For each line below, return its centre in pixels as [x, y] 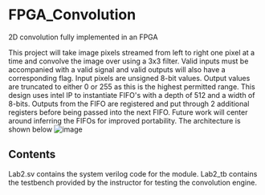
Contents [32, 154]
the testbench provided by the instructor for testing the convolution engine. [132, 182]
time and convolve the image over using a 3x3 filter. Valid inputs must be [128, 61]
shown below [31, 129]
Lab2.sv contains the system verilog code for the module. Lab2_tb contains [133, 173]
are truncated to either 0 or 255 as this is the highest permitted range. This [132, 87]
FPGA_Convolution [72, 15]
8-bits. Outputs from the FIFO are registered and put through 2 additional [129, 104]
